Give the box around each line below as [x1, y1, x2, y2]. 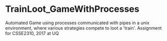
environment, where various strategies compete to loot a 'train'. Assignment [5, 25, 162, 31]
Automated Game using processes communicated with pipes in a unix [5, 20, 149, 26]
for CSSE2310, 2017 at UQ [5, 30, 59, 36]
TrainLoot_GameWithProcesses [5, 3, 139, 15]
